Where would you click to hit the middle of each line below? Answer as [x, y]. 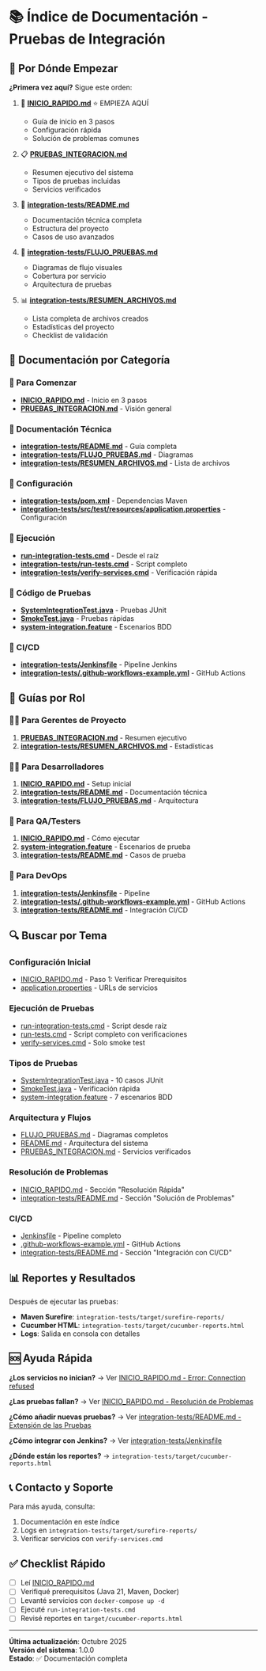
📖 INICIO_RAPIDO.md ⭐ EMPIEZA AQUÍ [84, 103]
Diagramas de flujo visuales [77, 267]
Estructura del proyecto [70, 228]
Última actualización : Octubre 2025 [68, 1642]
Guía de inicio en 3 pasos [73, 122]
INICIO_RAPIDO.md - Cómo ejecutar [80, 839]
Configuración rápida [67, 130]
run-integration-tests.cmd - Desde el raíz [90, 555]
